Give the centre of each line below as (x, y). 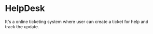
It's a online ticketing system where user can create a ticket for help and (77, 22)
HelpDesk (25, 8)
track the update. (22, 26)
